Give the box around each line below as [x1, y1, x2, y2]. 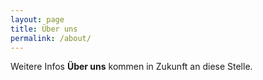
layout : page [10, 14, 65, 25]
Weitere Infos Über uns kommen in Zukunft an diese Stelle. [10, 61, 253, 73]
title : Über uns [10, 24, 78, 34]
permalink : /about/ [10, 33, 92, 43]
